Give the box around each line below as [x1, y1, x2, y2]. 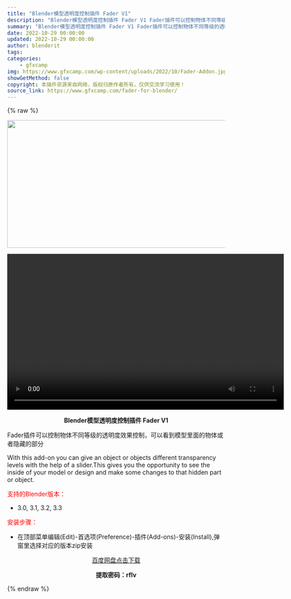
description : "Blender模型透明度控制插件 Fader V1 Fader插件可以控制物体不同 [7, 17, 216, 24]
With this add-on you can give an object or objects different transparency [7, 454, 216, 462]
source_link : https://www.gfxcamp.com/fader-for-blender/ [7, 87, 178, 94]
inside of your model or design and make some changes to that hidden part [7, 468, 222, 476]
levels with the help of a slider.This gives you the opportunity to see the [7, 461, 211, 470]
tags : [7, 49, 23, 56]
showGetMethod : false [7, 74, 70, 82]
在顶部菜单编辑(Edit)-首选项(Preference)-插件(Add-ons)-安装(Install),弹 [17, 533, 220, 541]
